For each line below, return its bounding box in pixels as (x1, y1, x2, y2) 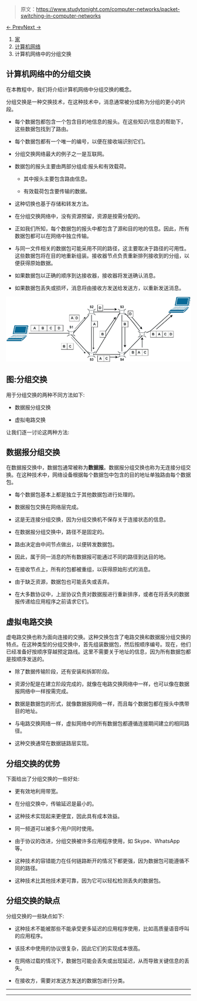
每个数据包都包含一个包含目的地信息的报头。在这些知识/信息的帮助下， (14, 118, 186, 125)
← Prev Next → (6, 23, 42, 30)
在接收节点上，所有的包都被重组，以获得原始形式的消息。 (14, 566, 154, 573)
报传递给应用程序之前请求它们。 (14, 598, 92, 605)
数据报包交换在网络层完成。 (14, 503, 82, 510)
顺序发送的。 (16, 656, 47, 663)
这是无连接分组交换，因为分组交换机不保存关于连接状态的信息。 (14, 516, 169, 523)
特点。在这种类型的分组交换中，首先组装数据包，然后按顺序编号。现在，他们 (6, 641, 191, 648)
